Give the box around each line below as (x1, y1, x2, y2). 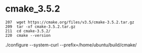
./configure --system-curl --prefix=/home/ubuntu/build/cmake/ (5, 41, 137, 48)
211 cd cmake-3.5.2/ (5, 28, 51, 33)
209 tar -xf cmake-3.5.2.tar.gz (5, 24, 76, 29)
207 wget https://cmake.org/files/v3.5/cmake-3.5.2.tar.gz (5, 20, 135, 25)
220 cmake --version (5, 33, 51, 38)
